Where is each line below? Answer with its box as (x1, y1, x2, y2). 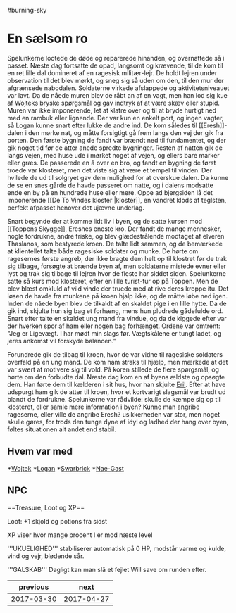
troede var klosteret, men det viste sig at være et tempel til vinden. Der (7, 165, 213, 175)
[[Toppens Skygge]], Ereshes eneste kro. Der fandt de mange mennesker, (7, 225, 222, 233)
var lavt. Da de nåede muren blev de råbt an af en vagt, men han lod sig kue (7, 91, 228, 99)
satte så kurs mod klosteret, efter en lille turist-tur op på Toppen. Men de (7, 277, 218, 285)
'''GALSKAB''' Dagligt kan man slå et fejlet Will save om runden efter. (7, 565, 207, 574)
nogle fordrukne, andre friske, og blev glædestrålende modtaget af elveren (7, 232, 225, 240)
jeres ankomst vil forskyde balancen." (7, 336, 116, 345)
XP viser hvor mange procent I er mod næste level (7, 531, 153, 539)
